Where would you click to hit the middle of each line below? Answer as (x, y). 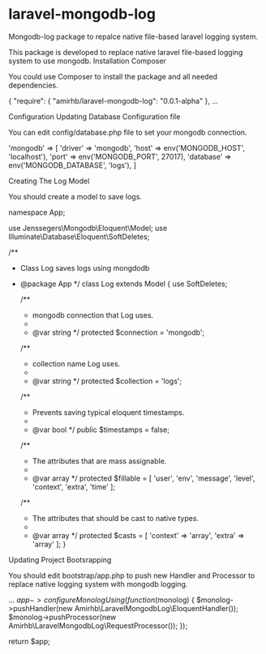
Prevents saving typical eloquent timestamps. (108, 412)
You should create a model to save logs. (75, 196)
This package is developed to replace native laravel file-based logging (126, 52)
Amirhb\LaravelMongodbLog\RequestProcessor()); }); (98, 626)
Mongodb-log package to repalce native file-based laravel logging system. (133, 36)
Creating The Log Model (49, 181)
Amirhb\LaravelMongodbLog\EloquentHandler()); (157, 608)
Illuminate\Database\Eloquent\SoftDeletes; (79, 237)
